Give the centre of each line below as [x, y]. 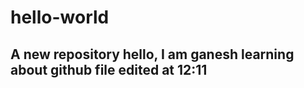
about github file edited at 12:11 [109, 69]
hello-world [60, 17]
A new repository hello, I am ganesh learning [152, 54]
